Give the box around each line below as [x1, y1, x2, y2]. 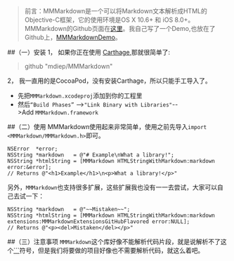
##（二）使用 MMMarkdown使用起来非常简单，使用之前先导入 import [7, 123, 207, 130]
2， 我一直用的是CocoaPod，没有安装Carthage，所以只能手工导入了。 [7, 76, 212, 85]
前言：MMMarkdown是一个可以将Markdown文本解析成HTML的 [24, 7, 207, 15]
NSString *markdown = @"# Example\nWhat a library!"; [7, 152, 174, 159]
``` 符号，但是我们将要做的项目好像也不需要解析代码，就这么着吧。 [13, 246, 204, 255]
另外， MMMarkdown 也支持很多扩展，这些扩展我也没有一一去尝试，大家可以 [7, 183, 218, 192]
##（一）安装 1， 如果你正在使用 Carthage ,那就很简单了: [7, 48, 171, 56]
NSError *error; [7, 145, 58, 152]
